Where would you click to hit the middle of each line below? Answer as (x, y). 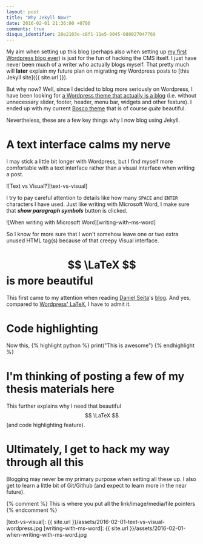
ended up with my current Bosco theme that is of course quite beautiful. (96, 108)
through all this (45, 463)
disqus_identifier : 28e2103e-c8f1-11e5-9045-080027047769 (81, 35)
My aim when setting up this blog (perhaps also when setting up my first (97, 51)
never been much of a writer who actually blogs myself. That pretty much (98, 65)
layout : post (23, 12)
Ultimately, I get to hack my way (88, 449)
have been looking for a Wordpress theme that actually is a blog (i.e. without (101, 96)
